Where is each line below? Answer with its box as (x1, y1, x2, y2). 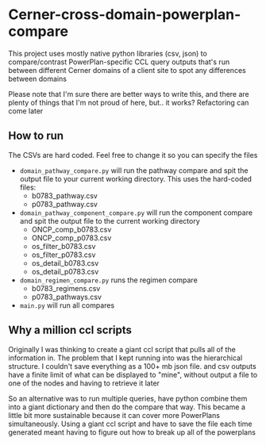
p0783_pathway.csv (31, 199, 98, 209)
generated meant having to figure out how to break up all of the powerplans (8, 427, 256, 437)
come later (8, 105, 44, 116)
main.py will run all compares (19, 300, 115, 310)
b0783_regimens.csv (31, 283, 101, 293)
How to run (8, 129, 64, 143)
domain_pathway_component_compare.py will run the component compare (19, 208, 253, 217)
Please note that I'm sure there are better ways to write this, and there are (8, 89, 250, 98)
